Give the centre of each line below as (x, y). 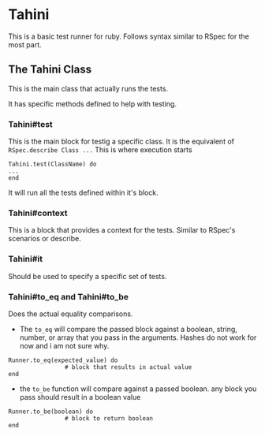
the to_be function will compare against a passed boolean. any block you (138, 389)
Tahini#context (38, 213)
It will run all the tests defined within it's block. (84, 193)
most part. (25, 44)
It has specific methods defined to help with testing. (93, 103)
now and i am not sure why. (64, 345)
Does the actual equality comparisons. (71, 314)
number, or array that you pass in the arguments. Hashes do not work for (138, 337)
